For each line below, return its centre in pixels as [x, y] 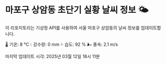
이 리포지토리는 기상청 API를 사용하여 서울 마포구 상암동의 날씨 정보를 [73, 28]
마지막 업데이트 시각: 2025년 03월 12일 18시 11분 [53, 56]
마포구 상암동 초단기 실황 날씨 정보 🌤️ [77, 10]
